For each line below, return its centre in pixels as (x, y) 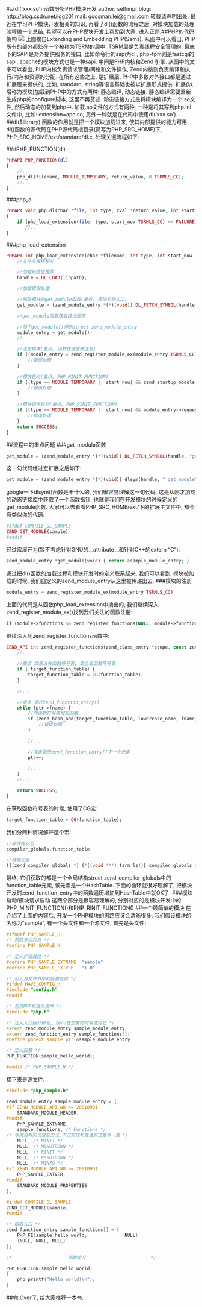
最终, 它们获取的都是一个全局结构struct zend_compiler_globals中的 (89, 878)
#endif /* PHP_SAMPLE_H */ (40, 1067)
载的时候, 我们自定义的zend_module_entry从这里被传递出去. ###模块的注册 (99, 581)
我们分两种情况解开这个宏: (39, 832)
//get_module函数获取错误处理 (51, 316)
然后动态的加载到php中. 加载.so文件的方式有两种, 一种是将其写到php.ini (103, 107)
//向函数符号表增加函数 (53, 713)
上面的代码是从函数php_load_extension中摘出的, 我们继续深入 (83, 604)
